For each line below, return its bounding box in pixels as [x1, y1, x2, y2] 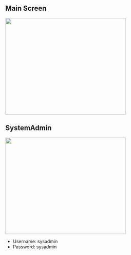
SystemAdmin [5, 123, 52, 133]
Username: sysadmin [12, 238, 58, 244]
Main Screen [5, 4, 47, 13]
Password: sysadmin [12, 244, 57, 250]
